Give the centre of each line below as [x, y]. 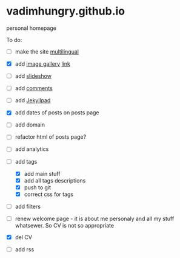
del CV [23, 237]
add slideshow [33, 76]
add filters [28, 206]
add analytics [32, 149]
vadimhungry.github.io [66, 11]
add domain [30, 125]
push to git [38, 187]
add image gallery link [43, 64]
